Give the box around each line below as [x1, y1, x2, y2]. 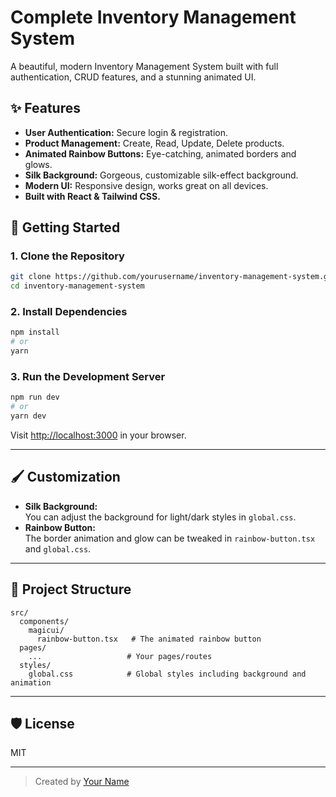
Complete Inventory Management [10, 6, 297, 29]
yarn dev [10, 411, 47, 421]
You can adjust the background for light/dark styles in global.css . [24, 511, 297, 523]
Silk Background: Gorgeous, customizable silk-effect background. [24, 169, 299, 181]
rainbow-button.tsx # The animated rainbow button [36, 634, 262, 644]
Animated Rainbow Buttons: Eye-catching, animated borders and [24, 147, 297, 160]
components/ [19, 616, 70, 626]
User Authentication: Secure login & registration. [24, 126, 229, 138]
